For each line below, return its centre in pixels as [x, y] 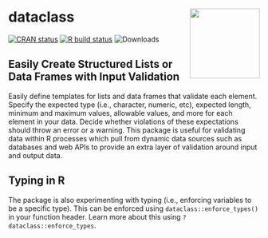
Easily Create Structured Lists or [91, 64]
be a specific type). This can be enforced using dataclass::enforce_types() [134, 208]
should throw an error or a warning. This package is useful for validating [127, 130]
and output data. [35, 155]
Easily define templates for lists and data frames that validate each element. [133, 96]
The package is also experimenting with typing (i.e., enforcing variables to [130, 200]
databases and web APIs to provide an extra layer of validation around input [133, 147]
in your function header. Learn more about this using [95, 216]
